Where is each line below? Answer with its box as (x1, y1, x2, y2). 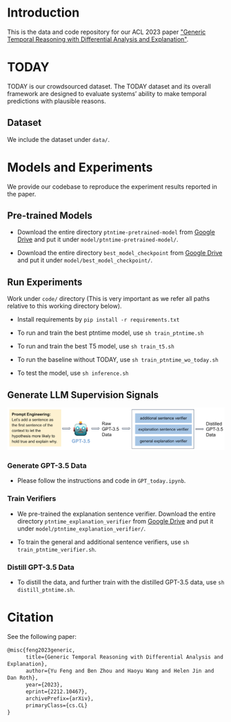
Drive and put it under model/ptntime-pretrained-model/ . (17, 235, 179, 243)
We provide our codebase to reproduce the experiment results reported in (7, 182, 217, 191)
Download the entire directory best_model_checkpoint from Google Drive (17, 249, 223, 257)
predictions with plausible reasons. (7, 97, 106, 105)
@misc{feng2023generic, (7, 647, 76, 654)
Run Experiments (7, 276, 83, 288)
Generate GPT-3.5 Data (7, 461, 88, 470)
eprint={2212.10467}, (25, 688, 88, 695)
